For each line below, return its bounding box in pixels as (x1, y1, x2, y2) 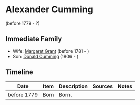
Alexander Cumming (5, 4, 93, 15)
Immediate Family (5, 35, 62, 43)
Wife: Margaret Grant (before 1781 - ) (12, 48, 89, 54)
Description (58, 83, 88, 90)
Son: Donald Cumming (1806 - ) (12, 53, 79, 59)
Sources (92, 83, 113, 90)
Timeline (5, 68, 34, 76)
